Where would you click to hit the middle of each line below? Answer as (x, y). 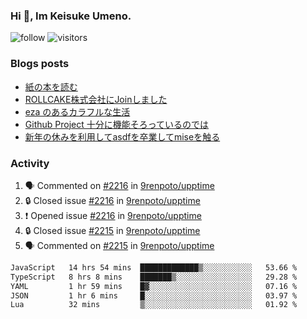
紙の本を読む (51, 86)
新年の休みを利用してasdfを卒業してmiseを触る (122, 136)
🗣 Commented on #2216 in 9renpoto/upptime (119, 185)
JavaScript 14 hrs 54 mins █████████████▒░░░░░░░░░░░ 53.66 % (154, 267)
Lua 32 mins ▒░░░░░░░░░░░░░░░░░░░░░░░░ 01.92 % (154, 305)
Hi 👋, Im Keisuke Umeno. (71, 16)
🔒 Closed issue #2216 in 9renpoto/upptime (112, 200)
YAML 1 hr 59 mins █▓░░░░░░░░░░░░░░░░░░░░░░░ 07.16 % (154, 286)
